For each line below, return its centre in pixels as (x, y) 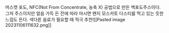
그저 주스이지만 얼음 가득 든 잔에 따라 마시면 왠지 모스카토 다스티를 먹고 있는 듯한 (84, 13)
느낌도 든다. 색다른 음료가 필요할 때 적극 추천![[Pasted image (65, 19)
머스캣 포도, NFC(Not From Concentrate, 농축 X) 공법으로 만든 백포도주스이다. (83, 7)
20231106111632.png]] (29, 25)
